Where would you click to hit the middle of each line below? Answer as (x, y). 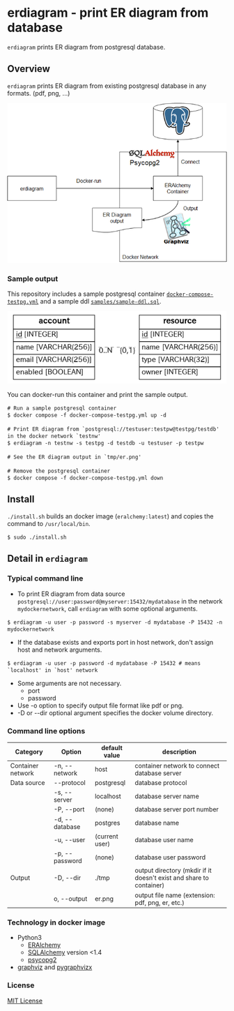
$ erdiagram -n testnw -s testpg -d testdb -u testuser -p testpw (106, 443)
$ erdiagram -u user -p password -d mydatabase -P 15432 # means (104, 663)
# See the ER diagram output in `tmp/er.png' (74, 457)
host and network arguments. (60, 650)
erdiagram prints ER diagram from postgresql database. (86, 47)
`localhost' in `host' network (53, 670)
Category (29, 751)
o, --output (70, 899)
